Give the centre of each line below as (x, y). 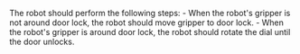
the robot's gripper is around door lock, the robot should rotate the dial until (150, 32)
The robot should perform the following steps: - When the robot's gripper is (150, 13)
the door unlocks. (42, 41)
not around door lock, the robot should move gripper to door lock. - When (147, 22)
